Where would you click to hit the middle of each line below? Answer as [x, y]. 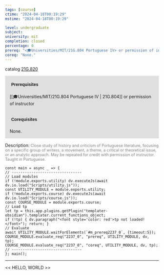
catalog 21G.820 [21, 69]
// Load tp [16, 206]
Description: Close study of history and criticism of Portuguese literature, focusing [82, 145]
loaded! [137, 219]
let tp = [14, 211]
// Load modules [21, 176]
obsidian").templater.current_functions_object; [55, 215]
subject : [14, 32]
